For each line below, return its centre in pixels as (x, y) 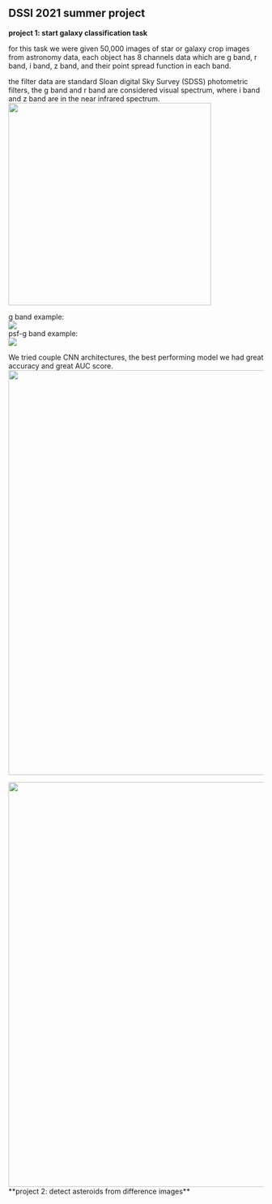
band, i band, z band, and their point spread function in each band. (120, 66)
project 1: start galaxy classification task (78, 32)
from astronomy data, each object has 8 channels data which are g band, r (133, 57)
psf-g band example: (43, 333)
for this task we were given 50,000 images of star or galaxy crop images (129, 49)
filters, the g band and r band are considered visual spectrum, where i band (134, 90)
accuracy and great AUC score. (61, 366)
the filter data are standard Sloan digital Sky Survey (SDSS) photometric (128, 81)
